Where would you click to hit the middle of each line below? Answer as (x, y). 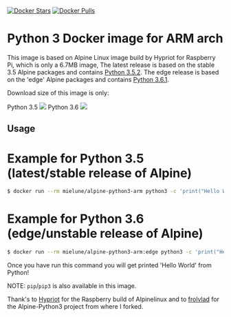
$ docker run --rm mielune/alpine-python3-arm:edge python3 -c (100, 252)
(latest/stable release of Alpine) (100, 173)
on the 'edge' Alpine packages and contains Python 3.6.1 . (88, 79)
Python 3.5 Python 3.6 (43, 107)
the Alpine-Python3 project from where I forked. (75, 306)
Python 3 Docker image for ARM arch (115, 39)
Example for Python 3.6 (76, 219)
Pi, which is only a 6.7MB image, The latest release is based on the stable (111, 65)
